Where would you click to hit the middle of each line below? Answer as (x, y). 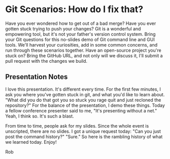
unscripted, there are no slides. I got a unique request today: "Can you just (83, 131)
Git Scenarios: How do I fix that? (74, 9)
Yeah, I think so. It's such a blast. (40, 116)
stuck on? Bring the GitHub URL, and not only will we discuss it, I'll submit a (84, 55)
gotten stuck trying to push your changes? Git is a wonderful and (73, 28)
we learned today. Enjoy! (31, 142)
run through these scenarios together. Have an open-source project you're (83, 50)
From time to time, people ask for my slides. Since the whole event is (77, 126)
